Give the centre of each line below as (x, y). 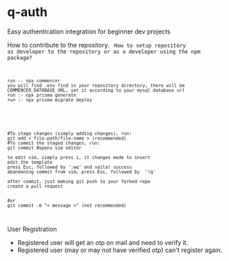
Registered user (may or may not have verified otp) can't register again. (120, 250)
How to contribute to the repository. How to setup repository (97, 45)
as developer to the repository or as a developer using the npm (104, 52)
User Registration (32, 229)
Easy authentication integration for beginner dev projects (89, 31)
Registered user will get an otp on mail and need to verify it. (103, 242)
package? (20, 58)
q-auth (27, 12)
